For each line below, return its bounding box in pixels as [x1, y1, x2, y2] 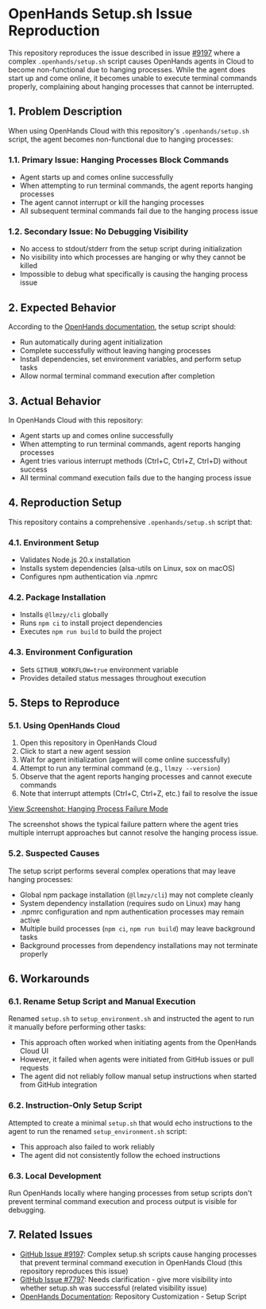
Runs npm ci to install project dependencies [19, 618, 163, 628]
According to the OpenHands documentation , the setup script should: [8, 322, 237, 332]
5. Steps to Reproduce [8, 697, 121, 710]
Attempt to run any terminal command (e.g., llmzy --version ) [19, 763, 221, 773]
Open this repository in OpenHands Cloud [19, 738, 157, 748]
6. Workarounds [8, 972, 90, 986]
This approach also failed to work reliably [19, 1142, 155, 1152]
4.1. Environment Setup [8, 537, 99, 548]
